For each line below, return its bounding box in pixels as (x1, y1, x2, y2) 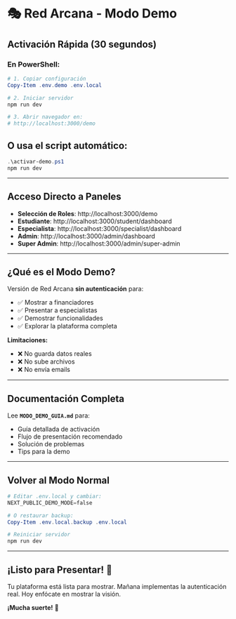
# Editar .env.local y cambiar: (7, 493, 102, 500)
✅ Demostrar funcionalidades (17, 314, 103, 323)
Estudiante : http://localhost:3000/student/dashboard (17, 217, 172, 225)
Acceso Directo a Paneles (7, 191, 122, 203)
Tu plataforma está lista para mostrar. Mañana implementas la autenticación (7, 583, 227, 590)
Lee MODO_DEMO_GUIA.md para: (7, 411, 90, 420)
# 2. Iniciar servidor (7, 94, 74, 102)
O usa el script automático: (7, 140, 128, 152)
